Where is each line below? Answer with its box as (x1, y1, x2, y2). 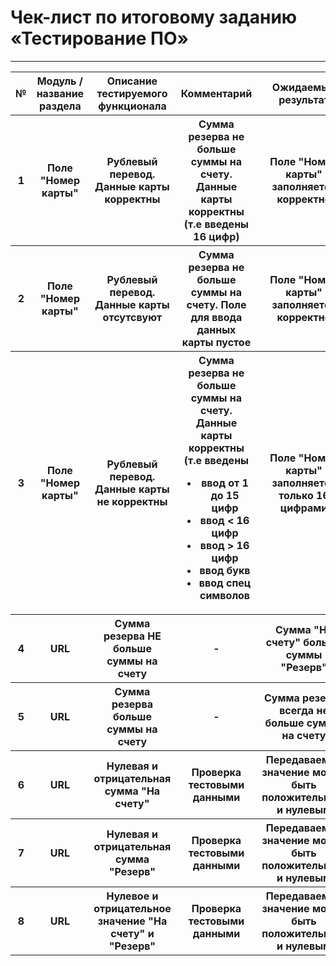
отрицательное (93, 901, 172, 915)
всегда (279, 703, 315, 717)
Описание (106, 74, 158, 88)
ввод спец (198, 576, 252, 590)
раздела (39, 99, 82, 113)
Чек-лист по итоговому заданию (10, 6, 298, 29)
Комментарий (180, 86, 253, 100)
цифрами (279, 501, 328, 515)
